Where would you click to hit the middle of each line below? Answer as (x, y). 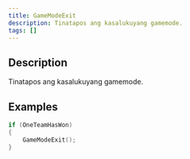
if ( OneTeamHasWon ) (41, 125)
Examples (33, 107)
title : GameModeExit (43, 16)
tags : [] (23, 30)
